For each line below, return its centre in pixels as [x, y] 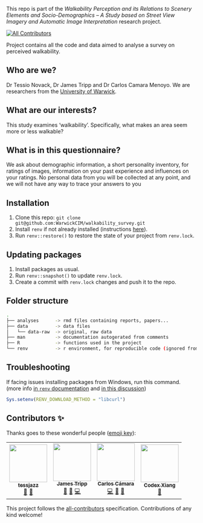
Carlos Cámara [116, 484]
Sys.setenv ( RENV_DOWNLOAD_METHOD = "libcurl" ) [66, 399]
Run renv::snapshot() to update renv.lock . [69, 276]
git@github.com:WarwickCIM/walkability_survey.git [80, 223]
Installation [28, 203]
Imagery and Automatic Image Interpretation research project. [84, 21]
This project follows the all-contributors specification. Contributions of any [99, 508]
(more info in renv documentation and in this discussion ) [76, 388]
